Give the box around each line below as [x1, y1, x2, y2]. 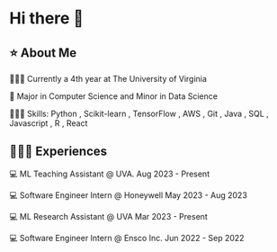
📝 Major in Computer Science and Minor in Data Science [9, 91, 219, 102]
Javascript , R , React [9, 118, 88, 129]
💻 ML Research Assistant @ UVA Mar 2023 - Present [9, 211, 209, 221]
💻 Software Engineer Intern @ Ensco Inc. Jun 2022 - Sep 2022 [9, 232, 245, 243]
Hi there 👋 [9, 8, 84, 29]
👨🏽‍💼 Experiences [9, 144, 108, 159]
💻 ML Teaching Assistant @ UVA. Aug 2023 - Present [9, 168, 210, 179]
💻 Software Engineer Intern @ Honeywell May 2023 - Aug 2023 [9, 189, 247, 201]
